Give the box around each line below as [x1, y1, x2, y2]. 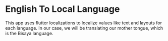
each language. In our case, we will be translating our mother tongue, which [5, 25, 163, 31]
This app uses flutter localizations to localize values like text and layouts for [5, 20, 162, 26]
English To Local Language [5, 3, 120, 15]
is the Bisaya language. [5, 30, 53, 36]
